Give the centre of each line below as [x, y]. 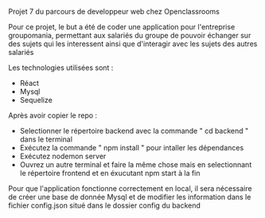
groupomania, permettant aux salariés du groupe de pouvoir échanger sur [130, 35]
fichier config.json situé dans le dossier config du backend [105, 205]
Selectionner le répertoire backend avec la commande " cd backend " [134, 131]
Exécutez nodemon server [63, 156]
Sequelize [36, 100]
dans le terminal [46, 139]
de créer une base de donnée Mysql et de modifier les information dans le [130, 197]
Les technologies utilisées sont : [61, 68]
